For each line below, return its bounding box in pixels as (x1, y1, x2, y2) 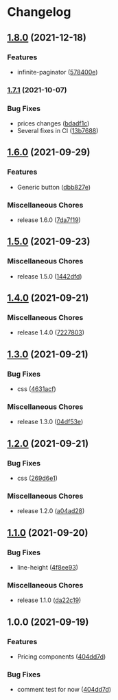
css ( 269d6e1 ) (16, 474, 58, 483)
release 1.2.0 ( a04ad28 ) (16, 507, 85, 515)
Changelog (7, 4, 71, 20)
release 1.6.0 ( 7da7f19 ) (16, 216, 81, 224)
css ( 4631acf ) (16, 385, 56, 393)
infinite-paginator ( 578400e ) (16, 68, 98, 76)
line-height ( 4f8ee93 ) (16, 563, 79, 572)
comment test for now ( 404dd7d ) (16, 686, 112, 694)
